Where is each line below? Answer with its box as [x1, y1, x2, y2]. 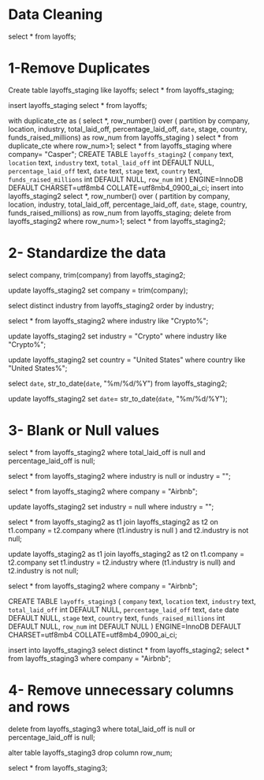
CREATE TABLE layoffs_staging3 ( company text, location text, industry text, [8, 596, 256, 606]
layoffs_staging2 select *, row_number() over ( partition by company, [8, 191, 231, 200]
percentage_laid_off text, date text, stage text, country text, [8, 166, 203, 175]
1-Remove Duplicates [8, 59, 151, 77]
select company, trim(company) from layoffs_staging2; [8, 270, 186, 279]
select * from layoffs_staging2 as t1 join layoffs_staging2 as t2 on [8, 517, 219, 526]
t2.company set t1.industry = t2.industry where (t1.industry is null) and [8, 558, 236, 567]
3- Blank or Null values [8, 422, 160, 439]
